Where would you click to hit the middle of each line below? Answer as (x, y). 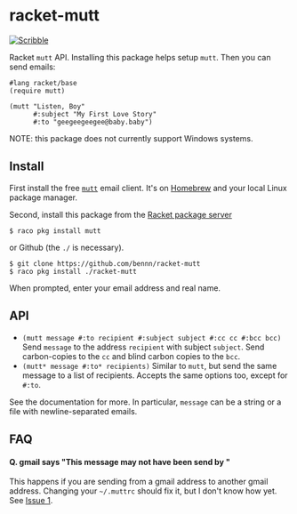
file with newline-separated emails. (73, 411)
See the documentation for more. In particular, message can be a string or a (145, 402)
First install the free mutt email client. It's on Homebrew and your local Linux (148, 188)
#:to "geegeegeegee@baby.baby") (92, 122)
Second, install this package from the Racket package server (121, 214)
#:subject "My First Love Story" (95, 114)
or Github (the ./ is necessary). (67, 247)
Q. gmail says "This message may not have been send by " (120, 462)
